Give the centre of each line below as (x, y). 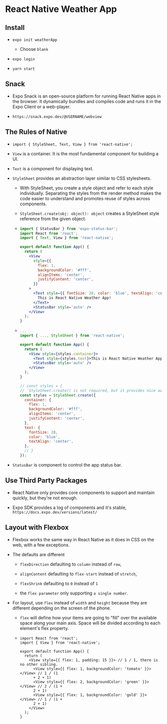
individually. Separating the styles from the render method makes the (90, 193)
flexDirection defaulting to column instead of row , (71, 564)
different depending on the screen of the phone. (62, 608)
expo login (24, 59)
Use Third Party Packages (46, 481)
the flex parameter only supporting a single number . (74, 593)
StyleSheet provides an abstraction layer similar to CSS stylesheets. (82, 178)
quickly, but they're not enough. (45, 498)
